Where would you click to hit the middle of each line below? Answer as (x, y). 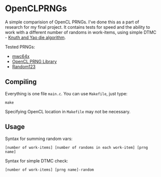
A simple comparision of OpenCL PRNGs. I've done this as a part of (72, 22)
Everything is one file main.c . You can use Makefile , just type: (66, 93)
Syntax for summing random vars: (39, 139)
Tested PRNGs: (20, 47)
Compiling (21, 82)
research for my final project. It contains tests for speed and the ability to (78, 27)
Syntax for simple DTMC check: (37, 160)
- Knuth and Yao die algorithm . (36, 37)
